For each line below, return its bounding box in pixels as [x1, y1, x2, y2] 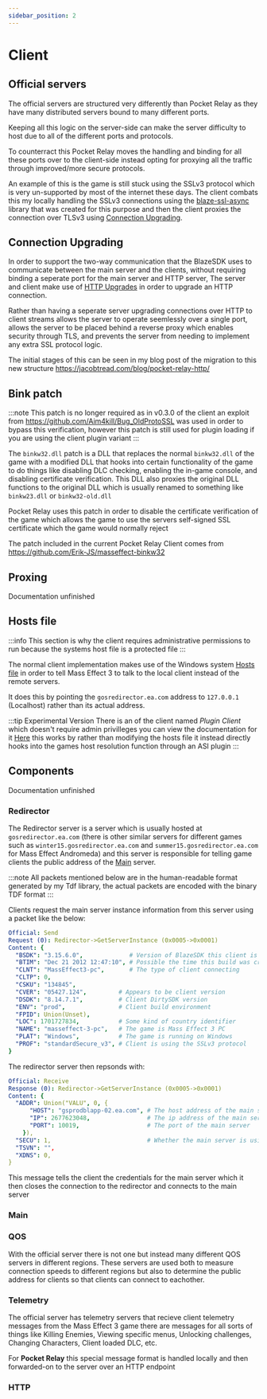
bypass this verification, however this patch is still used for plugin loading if [8, 425, 255, 435]
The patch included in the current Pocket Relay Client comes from [8, 539, 224, 549]
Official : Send [8, 928, 59, 936]
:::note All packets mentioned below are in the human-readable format [8, 873, 238, 882]
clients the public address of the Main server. [8, 857, 157, 866]
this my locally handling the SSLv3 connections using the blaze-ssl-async [8, 196, 250, 205]
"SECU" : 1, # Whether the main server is [15, 1136, 247, 1144]
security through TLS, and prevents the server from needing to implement [8, 331, 250, 341]
